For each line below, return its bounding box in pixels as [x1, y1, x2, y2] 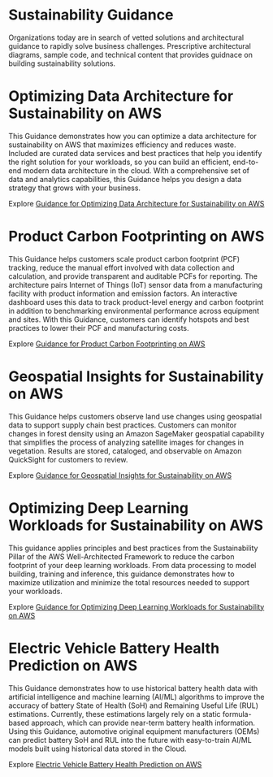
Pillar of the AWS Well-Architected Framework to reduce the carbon [8, 551, 235, 562]
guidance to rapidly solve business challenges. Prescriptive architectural [8, 41, 252, 50]
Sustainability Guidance [8, 6, 174, 24]
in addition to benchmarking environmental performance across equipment [8, 306, 260, 315]
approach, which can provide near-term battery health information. [31, 718, 256, 727]
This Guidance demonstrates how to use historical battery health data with [8, 683, 258, 692]
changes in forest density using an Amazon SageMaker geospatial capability [8, 428, 265, 438]
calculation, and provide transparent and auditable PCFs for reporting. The [8, 271, 258, 281]
